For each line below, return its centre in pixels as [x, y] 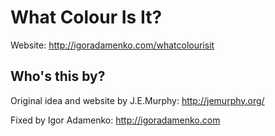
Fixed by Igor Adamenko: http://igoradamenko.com [115, 120]
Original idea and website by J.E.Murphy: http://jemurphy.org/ [137, 100]
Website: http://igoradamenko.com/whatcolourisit [112, 45]
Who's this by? [58, 76]
